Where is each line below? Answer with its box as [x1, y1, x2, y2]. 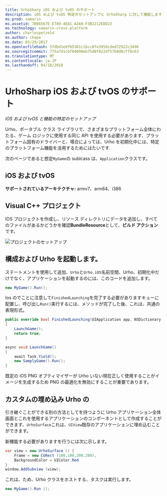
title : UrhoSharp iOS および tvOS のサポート [5, 7, 95, 12]
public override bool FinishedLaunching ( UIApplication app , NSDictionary [5, 317, 162, 322]
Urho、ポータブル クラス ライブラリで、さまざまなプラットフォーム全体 [5, 126, 153, 132]
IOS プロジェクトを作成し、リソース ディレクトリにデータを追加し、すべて [5, 216, 158, 222]
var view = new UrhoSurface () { [5, 448, 75, 453]
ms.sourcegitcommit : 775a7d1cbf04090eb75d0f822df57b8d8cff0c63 [5, 49, 139, 54]
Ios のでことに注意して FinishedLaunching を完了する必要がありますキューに [5, 295, 159, 301]
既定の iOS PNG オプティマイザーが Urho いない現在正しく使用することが [5, 373, 156, 379]
